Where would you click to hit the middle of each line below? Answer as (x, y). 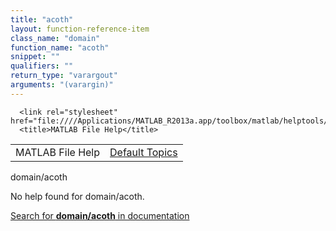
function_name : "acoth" (60, 47)
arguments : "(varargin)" (62, 85)
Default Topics (143, 152)
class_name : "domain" (55, 38)
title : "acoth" (42, 19)
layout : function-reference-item (80, 29)
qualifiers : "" (42, 66)
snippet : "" (35, 57)
